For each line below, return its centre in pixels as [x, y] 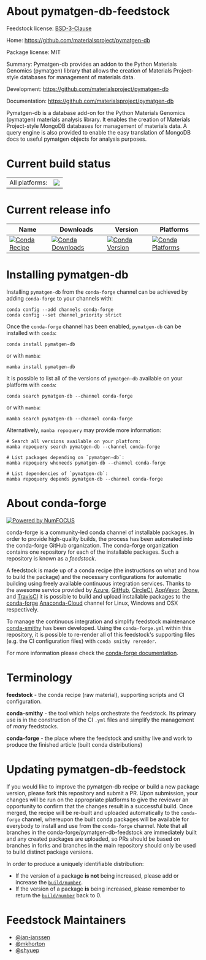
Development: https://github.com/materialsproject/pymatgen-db [87, 89]
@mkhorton [30, 943]
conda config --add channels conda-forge [60, 309]
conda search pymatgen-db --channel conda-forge [70, 396]
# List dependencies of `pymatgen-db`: [57, 474]
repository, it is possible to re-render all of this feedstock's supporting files [101, 634]
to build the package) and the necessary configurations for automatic [94, 576]
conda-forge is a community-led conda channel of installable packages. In [100, 532]
